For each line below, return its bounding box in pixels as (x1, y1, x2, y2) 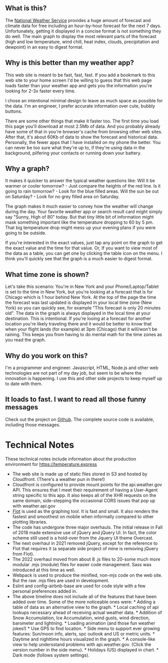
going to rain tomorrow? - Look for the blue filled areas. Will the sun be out (5, 188, 159, 195)
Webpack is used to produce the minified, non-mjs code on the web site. (12, 572, 162, 578)
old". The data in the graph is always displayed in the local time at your (5, 310, 151, 316)
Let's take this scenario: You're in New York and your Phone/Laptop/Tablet (5, 283, 159, 290)
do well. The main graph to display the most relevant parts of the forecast (5, 33, 156, 39)
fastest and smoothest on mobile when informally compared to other (12, 514, 154, 520)
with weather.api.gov (12, 503, 56, 509)
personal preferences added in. (12, 588, 77, 594)
